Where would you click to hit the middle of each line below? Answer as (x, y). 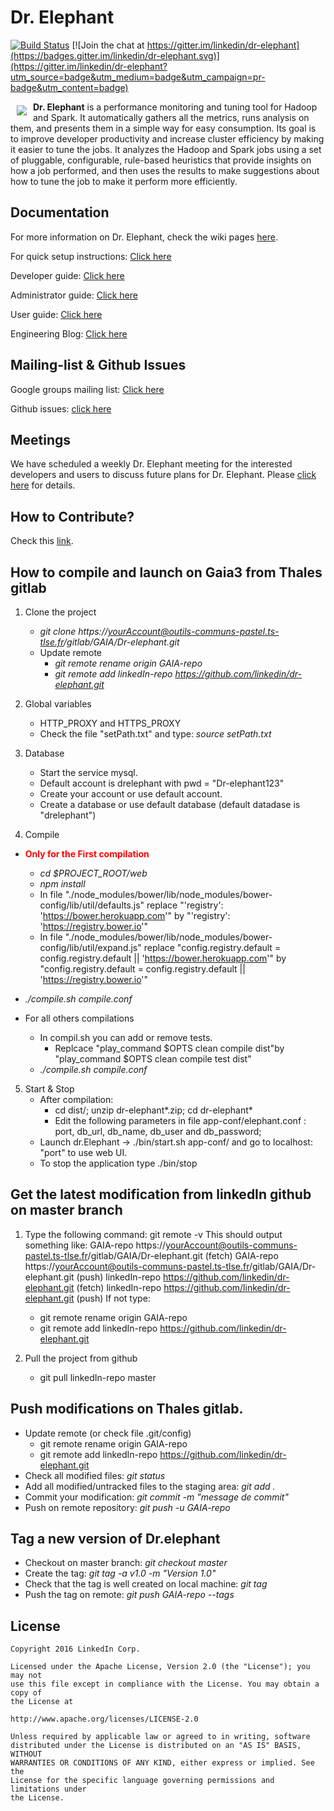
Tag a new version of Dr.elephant (115, 1539)
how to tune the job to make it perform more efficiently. (124, 181)
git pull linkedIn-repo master (98, 1377)
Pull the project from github (81, 1358)
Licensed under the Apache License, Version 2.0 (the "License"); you (160, 1667)
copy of (26, 1693)
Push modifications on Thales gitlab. (127, 1409)
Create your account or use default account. (131, 794)
